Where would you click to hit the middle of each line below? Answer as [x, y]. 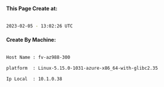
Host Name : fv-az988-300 [38, 58]
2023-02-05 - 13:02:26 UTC [40, 26]
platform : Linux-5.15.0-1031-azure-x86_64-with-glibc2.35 [82, 69]
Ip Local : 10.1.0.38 [34, 79]
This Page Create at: [32, 8]
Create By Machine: [31, 39]
